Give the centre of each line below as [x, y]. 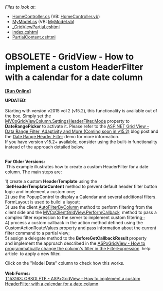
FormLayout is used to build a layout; [43, 202]
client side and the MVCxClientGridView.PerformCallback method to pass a [81, 212]
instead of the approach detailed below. [45, 147]
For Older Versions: [25, 161]
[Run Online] [18, 91]
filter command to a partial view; [37, 233]
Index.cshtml [25, 32]
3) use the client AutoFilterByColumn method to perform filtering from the [79, 207]
